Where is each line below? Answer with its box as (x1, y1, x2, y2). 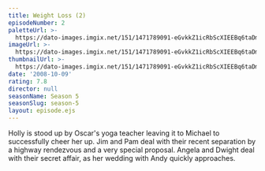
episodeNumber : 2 (8, 19, 65, 27)
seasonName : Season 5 (8, 92, 80, 100)
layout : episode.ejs (8, 107, 77, 115)
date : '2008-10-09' (8, 70, 73, 78)
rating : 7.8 (8, 77, 47, 85)
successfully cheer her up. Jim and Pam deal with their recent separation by (8, 137, 256, 146)
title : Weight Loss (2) (8, 11, 87, 20)
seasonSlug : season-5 (8, 99, 80, 107)
